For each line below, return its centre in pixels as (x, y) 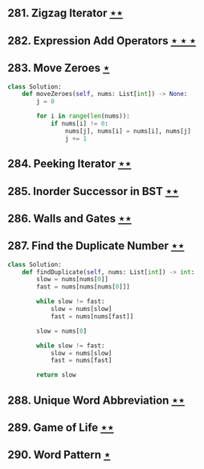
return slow (57, 375)
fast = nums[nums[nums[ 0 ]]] (83, 287)
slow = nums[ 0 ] (62, 331)
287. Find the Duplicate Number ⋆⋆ (96, 246)
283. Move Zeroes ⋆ (59, 68)
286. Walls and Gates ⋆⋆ (69, 218)
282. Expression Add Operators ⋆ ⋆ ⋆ (102, 41)
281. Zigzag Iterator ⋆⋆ (65, 13)
